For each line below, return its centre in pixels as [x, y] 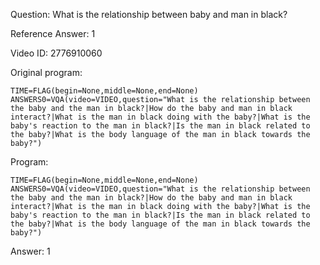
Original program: [46, 72]
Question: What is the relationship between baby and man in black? [149, 14]
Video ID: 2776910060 [56, 53]
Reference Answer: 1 [53, 33]
